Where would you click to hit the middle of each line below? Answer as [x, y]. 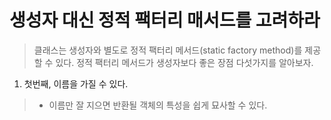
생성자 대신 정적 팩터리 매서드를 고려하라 [165, 20]
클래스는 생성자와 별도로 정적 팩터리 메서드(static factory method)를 [168, 50]
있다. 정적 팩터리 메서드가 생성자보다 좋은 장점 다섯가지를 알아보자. [184, 62]
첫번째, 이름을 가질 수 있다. [76, 83]
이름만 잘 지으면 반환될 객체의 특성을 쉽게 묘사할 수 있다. [158, 105]
